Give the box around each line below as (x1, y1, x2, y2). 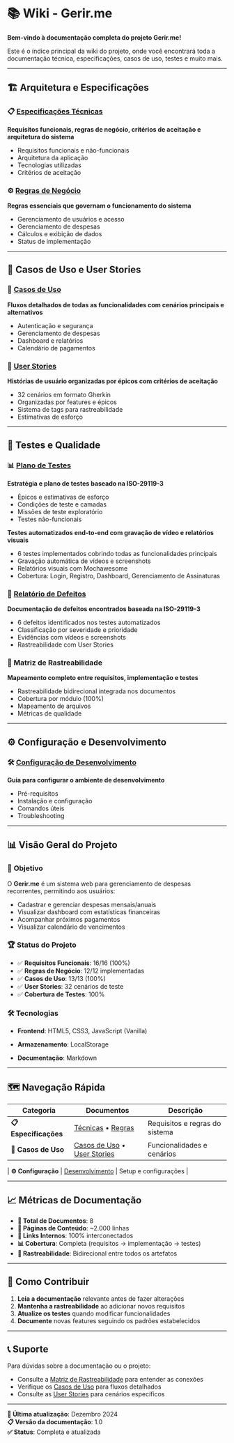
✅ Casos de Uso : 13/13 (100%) (17, 974, 106, 982)
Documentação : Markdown (17, 1054, 97, 1063)
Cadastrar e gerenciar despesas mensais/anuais (17, 900, 157, 909)
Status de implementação (17, 237, 91, 245)
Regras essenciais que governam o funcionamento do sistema (7, 201, 192, 210)
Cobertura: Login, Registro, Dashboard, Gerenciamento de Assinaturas (17, 571, 221, 580)
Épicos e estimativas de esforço (17, 493, 109, 501)
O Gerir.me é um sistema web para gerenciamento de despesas (7, 879, 192, 888)
